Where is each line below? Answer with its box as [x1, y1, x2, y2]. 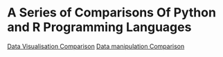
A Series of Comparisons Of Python [7, 5, 217, 21]
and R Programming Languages [7, 19, 192, 35]
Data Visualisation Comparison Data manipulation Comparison [7, 42, 185, 50]
